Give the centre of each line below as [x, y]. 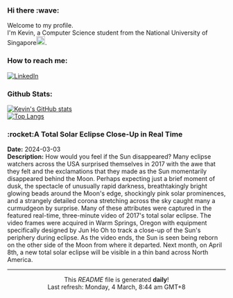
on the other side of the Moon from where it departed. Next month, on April [115, 245]
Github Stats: [30, 94]
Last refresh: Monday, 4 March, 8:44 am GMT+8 [116, 287]
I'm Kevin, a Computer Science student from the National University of [107, 33]
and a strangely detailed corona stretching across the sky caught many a [111, 201]
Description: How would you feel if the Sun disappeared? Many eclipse [109, 157]
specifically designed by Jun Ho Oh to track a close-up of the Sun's [104, 230]
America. [20, 260]
